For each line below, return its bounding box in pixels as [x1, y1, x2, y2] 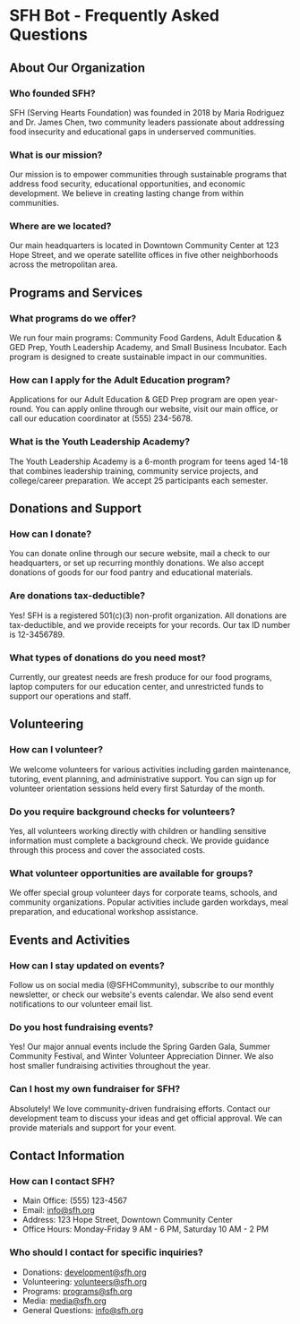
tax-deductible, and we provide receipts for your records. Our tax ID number [9, 619, 291, 630]
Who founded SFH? [9, 87, 96, 99]
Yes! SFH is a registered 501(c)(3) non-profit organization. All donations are [9, 610, 287, 621]
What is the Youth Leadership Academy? [9, 435, 191, 448]
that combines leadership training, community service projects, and [9, 465, 259, 476]
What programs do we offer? [9, 312, 137, 324]
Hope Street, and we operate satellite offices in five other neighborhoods [9, 250, 279, 261]
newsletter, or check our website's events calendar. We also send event [9, 989, 274, 1000]
